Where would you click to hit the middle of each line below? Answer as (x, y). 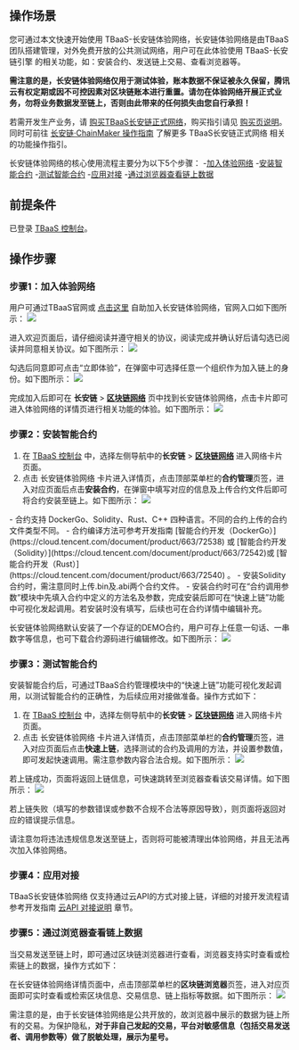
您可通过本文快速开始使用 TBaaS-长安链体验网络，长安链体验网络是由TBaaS (149, 39)
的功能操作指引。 (40, 144)
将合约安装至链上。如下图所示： (81, 500)
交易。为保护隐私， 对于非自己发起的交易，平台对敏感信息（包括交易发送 (157, 1025)
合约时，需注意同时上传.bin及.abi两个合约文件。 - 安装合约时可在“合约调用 (145, 586)
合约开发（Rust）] (48, 564)
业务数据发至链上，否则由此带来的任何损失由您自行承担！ (145, 103)
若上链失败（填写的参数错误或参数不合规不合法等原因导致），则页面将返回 (144, 808)
